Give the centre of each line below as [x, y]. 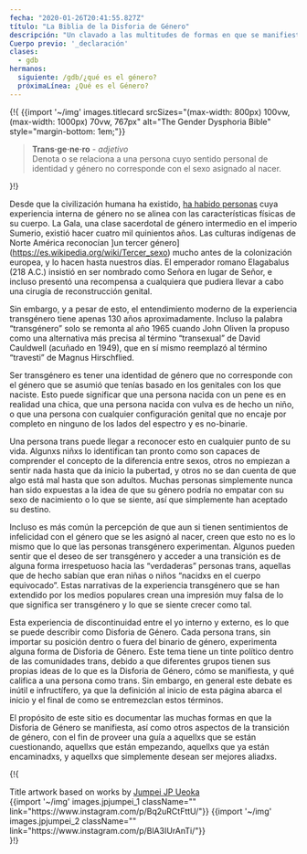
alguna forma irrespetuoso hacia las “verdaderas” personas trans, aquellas [150, 565]
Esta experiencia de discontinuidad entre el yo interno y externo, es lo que [149, 622]
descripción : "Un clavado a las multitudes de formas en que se [134, 35]
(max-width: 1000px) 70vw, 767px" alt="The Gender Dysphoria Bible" [140, 121]
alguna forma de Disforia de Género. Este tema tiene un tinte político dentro [152, 651]
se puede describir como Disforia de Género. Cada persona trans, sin [140, 632]
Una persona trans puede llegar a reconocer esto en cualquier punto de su [150, 441]
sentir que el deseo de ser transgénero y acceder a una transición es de [145, 556]
